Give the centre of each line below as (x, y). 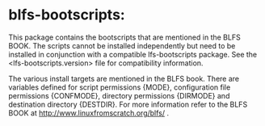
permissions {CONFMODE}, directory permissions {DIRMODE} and (119, 95)
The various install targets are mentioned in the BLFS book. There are (124, 78)
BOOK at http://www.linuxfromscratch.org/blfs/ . (89, 113)
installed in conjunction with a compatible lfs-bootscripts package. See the (133, 54)
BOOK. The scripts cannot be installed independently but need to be (122, 45)
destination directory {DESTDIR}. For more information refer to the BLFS (128, 104)
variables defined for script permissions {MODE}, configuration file (120, 87)
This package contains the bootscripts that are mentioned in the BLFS (124, 37)
